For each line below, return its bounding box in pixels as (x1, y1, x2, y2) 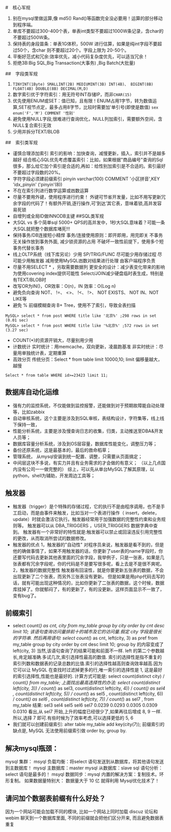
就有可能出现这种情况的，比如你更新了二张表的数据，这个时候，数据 (21, 580, 164, 586)
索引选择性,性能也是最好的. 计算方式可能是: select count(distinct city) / (17, 673, 165, 679)
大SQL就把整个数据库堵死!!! (12, 226, 70, 232)
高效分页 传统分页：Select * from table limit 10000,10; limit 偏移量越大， (12, 356, 163, 362)
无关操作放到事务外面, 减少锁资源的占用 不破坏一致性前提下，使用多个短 (12, 238, 164, 245)
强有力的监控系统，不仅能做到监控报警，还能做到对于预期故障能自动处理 (12, 402, 164, 409)
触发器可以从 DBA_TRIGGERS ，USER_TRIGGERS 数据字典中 (27, 522, 154, 528)
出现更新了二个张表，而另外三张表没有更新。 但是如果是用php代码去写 (12, 573, 161, 579)
